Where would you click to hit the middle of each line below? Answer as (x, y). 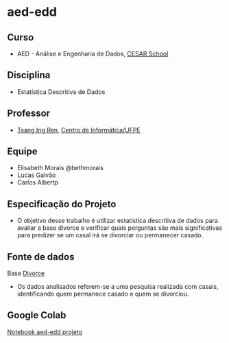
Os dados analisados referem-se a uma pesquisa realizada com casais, (118, 287)
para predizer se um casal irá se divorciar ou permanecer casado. (110, 235)
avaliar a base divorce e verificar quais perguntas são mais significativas (120, 228)
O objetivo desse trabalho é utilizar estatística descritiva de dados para (117, 221)
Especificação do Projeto (62, 204)
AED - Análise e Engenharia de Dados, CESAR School (93, 54)
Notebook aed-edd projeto (45, 332)
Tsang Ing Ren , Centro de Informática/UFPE (79, 130)
